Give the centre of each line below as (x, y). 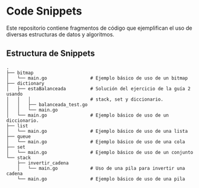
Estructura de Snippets (51, 54)
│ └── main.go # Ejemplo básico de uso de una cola (96, 142)
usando (15, 94)
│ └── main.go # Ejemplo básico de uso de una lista (97, 131)
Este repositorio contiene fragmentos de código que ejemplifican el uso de (99, 28)
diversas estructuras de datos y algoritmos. (60, 34)
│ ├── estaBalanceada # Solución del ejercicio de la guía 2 (98, 89)
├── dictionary (25, 83)
